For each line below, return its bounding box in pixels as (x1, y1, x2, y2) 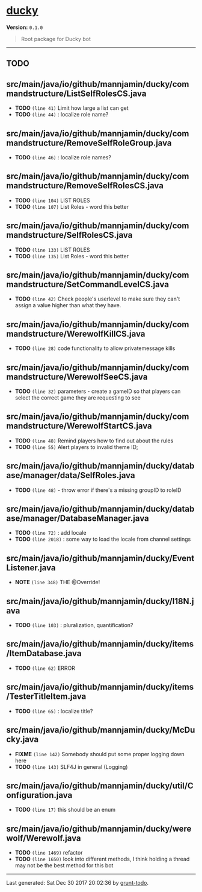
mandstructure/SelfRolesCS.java (6, 230, 133, 240)
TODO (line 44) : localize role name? (14, 111, 109, 118)
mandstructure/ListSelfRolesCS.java (6, 88, 147, 98)
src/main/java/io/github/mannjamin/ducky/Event (6, 553, 195, 563)
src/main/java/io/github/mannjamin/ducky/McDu (6, 725, 195, 735)
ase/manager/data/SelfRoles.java (6, 470, 135, 480)
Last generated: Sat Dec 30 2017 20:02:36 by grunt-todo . (6, 879, 149, 887)
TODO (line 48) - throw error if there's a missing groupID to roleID (14, 486, 182, 494)
